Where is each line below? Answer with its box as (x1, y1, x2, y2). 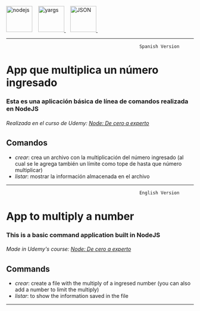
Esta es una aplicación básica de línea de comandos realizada (6, 97, 189, 105)
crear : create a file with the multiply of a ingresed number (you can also (14, 280, 191, 287)
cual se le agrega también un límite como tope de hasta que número (14, 160, 182, 167)
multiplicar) (14, 166, 43, 173)
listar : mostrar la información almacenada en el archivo (14, 173, 150, 180)
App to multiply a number (6, 209, 135, 223)
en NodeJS (6, 105, 39, 113)
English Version (139, 189, 180, 196)
